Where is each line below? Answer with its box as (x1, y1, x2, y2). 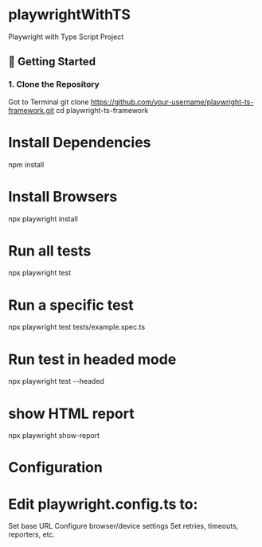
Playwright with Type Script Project (8, 32, 124, 41)
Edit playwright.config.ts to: (8, 495, 198, 513)
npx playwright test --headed (8, 377, 105, 386)
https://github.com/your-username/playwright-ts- (90, 97, 254, 107)
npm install (8, 159, 45, 169)
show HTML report (8, 404, 135, 423)
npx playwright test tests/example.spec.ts (8, 322, 146, 332)
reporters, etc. (8, 529, 56, 539)
